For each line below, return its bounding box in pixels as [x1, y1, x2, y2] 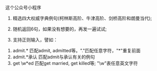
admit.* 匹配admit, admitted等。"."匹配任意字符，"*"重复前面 [12, 48, 141, 53]
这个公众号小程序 [5, 5, 41, 10]
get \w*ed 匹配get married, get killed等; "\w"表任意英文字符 [12, 60, 138, 66]
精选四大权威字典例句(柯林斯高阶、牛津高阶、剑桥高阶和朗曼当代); [12, 15, 152, 21]
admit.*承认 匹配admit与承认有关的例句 [12, 54, 96, 60]
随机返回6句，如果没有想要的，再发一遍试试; [12, 26, 107, 32]
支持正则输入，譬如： [12, 37, 58, 43]
